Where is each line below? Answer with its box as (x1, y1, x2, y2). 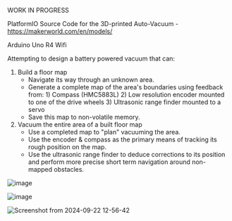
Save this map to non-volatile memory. (28, 113, 140, 121)
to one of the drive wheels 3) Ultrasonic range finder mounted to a (28, 98, 221, 106)
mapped (28, 165, 53, 173)
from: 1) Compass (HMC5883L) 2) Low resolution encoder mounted (28, 91, 225, 99)
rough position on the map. (28, 143, 107, 151)
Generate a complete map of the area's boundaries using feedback (28, 83, 224, 91)
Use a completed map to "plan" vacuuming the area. (28, 128, 181, 136)
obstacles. (54, 165, 85, 173)
